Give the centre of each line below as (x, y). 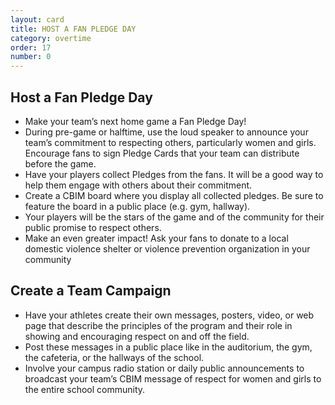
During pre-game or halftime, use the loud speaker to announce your (166, 132)
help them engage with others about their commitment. (138, 185)
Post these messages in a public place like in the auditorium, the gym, (168, 347)
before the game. (60, 163)
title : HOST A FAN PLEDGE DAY (73, 29)
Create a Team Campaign (91, 291)
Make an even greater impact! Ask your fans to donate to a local (156, 238)
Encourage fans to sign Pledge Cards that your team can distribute (162, 153)
